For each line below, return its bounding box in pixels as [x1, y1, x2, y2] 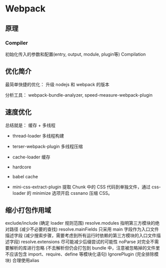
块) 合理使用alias [5, 258, 39, 264]
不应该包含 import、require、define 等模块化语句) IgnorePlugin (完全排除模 [5, 251, 159, 257]
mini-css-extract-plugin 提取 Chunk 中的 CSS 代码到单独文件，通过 [12, 184, 151, 190]
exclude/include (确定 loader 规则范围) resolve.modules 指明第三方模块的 [5, 220, 156, 226]
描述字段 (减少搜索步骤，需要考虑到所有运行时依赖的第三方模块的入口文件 [5, 233, 157, 239]
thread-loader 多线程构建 [12, 133, 64, 138]
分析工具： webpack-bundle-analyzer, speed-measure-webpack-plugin [5, 92, 153, 98]
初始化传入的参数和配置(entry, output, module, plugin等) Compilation [5, 51, 146, 57]
